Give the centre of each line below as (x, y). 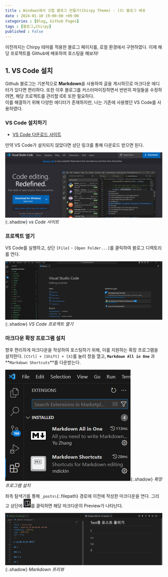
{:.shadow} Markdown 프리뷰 (35, 570)
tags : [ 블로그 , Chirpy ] (28, 26)
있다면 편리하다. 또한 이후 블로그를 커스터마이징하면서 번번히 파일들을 (82, 89)
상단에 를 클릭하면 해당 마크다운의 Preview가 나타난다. (67, 506)
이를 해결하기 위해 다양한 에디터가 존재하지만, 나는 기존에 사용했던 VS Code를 (81, 102)
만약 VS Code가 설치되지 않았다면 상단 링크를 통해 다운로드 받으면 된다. (75, 145)
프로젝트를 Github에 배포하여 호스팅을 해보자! (54, 53)
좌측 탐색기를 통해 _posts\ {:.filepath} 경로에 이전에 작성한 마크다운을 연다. (78, 496)
